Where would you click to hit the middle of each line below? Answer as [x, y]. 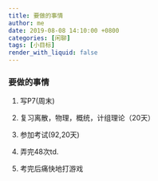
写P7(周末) [37, 101]
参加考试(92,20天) [49, 135]
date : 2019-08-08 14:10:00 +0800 [64, 30]
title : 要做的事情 [36, 16]
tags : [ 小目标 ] [32, 45]
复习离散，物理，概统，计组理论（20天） [87, 118]
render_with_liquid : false [53, 53]
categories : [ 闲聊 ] [39, 38]
